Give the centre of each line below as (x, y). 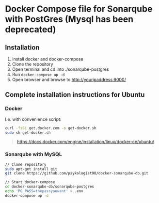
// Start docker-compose (30, 182)
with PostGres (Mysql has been (69, 19)
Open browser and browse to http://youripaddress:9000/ (69, 79)
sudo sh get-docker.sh (28, 133)
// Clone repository (26, 164)
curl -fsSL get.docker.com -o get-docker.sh (51, 128)
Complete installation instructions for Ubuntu (75, 95)
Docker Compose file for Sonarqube (79, 9)
